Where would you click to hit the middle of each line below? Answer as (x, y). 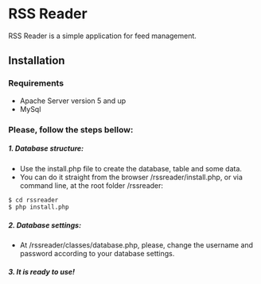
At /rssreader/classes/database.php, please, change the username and (136, 245)
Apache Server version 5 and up (73, 101)
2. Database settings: (45, 225)
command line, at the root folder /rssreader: (92, 185)
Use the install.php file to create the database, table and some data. (131, 168)
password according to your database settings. (97, 254)
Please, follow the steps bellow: (71, 129)
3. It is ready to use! (42, 271)
